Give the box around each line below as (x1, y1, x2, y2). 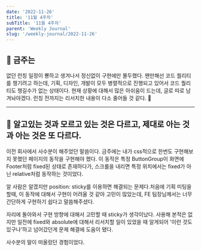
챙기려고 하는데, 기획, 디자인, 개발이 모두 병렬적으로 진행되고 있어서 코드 (12, 79, 180, 86)
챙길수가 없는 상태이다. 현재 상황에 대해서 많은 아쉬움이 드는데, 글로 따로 (17, 86, 185, 94)
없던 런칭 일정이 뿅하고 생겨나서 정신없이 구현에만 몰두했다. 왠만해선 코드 (6, 71, 175, 79)
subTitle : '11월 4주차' (6, 20, 62, 26)
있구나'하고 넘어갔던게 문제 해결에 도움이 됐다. (6, 226, 114, 233)
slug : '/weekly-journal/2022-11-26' (6, 31, 98, 37)
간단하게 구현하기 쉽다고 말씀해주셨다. (6, 198, 95, 205)
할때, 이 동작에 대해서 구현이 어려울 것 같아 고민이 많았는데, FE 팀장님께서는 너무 (6, 190, 193, 198)
